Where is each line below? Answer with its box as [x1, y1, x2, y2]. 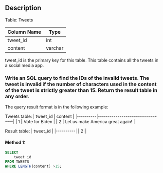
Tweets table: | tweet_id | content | [5, 113, 74, 119]
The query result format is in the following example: [5, 104, 109, 110]
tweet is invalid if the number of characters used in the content [5, 81, 157, 87]
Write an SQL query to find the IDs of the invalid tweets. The [5, 74, 149, 81]
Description [5, 4, 41, 12]
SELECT [5, 150, 18, 155]
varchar [46, 44, 64, 51]
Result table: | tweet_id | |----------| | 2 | [5, 128, 86, 134]
